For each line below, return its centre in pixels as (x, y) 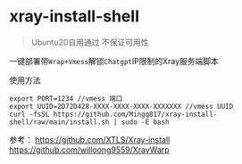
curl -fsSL (29, 114)
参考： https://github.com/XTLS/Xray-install (90, 139)
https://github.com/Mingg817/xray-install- (135, 114)
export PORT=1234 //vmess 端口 (66, 98)
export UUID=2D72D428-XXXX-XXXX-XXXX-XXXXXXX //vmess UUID (121, 106)
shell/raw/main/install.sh (59, 122)
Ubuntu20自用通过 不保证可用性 (90, 42)
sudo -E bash (145, 122)
